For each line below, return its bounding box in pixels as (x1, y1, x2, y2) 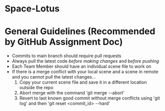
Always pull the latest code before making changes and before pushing (11, 58, 159, 64)
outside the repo (19, 85, 53, 91)
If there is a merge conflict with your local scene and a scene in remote (11, 69, 158, 75)
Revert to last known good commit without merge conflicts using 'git (19, 95, 160, 101)
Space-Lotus (4, 3, 60, 14)
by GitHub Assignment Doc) (4, 36, 123, 48)
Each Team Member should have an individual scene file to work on (11, 63, 151, 70)
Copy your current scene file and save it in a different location (19, 79, 147, 85)
